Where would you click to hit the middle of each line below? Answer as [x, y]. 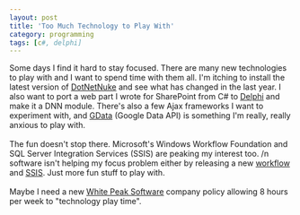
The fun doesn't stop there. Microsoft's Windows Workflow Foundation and [149, 144]
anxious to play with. [48, 125]
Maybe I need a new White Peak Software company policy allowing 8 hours [149, 192]
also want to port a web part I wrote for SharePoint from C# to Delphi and [145, 97]
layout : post [34, 17]
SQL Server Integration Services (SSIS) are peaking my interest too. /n [139, 154]
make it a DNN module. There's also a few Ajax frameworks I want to [137, 106]
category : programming [52, 34]
